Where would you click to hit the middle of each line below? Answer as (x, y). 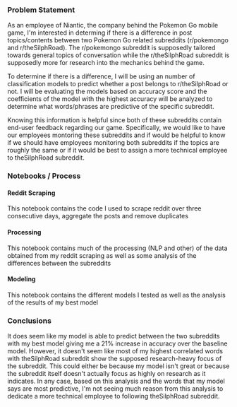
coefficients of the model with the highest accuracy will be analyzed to (110, 99)
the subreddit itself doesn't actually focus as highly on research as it (107, 374)
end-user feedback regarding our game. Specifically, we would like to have (116, 128)
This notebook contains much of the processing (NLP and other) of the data (117, 248)
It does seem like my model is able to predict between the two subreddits (114, 336)
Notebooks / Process (44, 176)
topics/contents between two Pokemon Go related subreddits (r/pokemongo (118, 40)
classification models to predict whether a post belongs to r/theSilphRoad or (118, 84)
